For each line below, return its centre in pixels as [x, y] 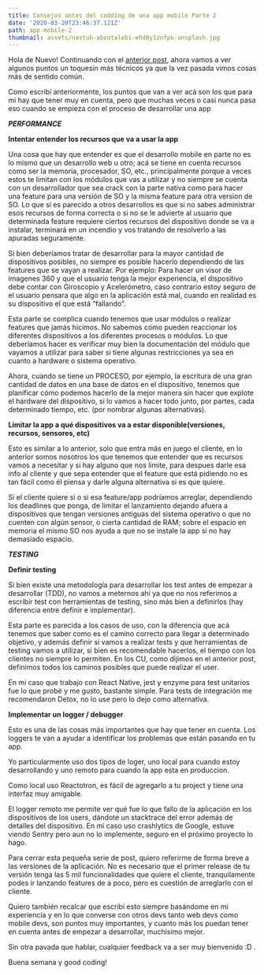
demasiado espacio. [41, 539]
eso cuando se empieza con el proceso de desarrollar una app [110, 109]
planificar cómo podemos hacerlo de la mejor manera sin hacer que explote [131, 393]
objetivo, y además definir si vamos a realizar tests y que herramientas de [128, 642]
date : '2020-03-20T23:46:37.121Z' [65, 23]
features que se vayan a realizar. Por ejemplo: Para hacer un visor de [120, 270]
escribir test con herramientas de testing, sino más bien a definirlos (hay [126, 602]
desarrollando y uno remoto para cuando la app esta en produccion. [119, 770]
